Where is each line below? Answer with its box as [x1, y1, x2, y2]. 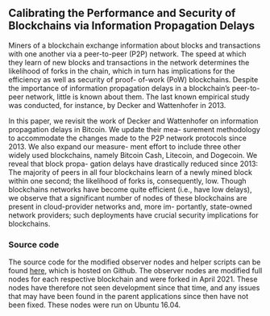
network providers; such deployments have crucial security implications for [8, 210, 259, 220]
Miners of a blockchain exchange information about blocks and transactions [8, 40, 261, 50]
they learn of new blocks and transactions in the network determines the [8, 57, 250, 67]
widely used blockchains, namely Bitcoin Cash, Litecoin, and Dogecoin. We [8, 150, 258, 160]
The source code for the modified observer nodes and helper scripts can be [8, 257, 261, 267]
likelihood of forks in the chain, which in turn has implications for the [8, 66, 235, 76]
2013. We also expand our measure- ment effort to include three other [8, 141, 241, 152]
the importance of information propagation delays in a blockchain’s [8, 83, 231, 93]
